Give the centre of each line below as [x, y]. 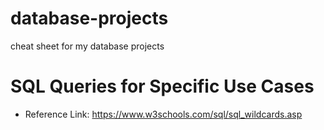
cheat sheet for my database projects [87, 46]
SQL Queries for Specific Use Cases [162, 86]
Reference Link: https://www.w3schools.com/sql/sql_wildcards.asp [163, 114]
